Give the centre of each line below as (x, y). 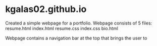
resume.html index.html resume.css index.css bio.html (62, 28)
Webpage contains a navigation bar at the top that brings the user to (76, 38)
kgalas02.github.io (46, 9)
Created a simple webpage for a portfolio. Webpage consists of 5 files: (79, 23)
